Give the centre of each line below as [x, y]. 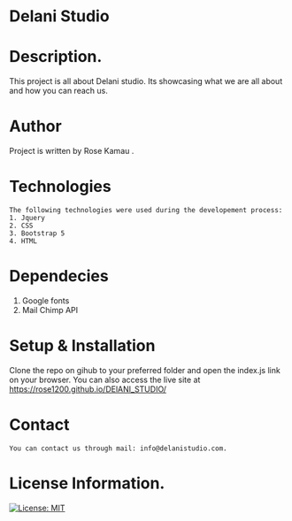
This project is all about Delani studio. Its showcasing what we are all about [146, 81]
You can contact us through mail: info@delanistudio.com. [118, 448]
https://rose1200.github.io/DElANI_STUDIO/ [88, 389]
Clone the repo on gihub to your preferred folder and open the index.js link [145, 370]
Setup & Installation [82, 346]
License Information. [87, 483]
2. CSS [21, 226]
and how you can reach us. [58, 91]
